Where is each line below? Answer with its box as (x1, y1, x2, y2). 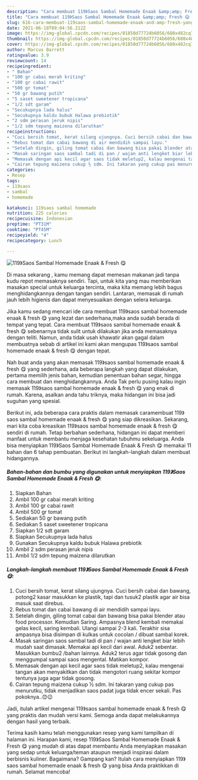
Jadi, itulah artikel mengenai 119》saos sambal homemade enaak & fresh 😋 (6, 705, 187, 712)
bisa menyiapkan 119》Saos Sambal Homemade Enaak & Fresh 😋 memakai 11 (6, 442, 192, 449)
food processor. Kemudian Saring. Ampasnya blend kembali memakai (15, 618, 184, 626)
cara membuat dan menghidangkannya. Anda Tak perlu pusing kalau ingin (6, 378, 187, 385)
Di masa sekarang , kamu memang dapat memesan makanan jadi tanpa (6, 271, 180, 278)
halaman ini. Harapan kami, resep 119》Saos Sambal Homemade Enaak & (6, 736, 181, 743)
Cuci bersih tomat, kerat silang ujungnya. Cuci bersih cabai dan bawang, (15, 587, 191, 594)
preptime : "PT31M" (6, 221, 52, 227)
